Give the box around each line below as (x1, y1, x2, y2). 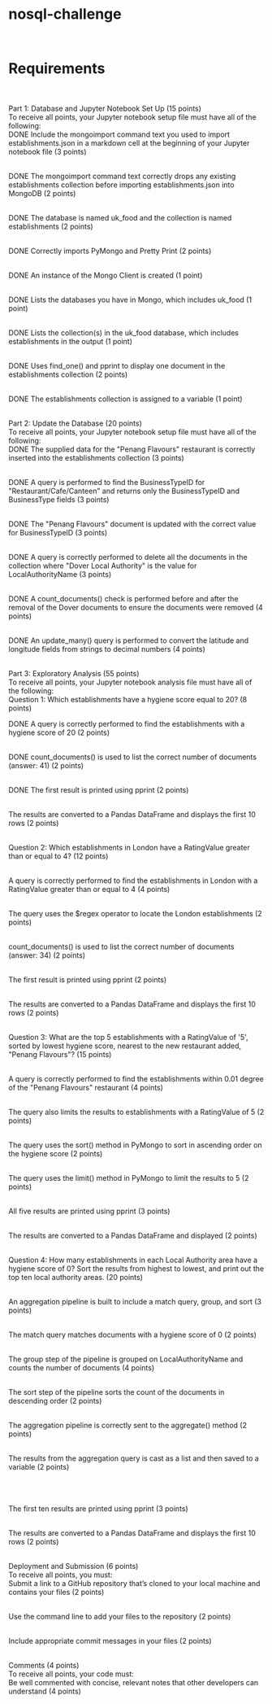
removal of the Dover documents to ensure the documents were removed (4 (8, 603, 264, 613)
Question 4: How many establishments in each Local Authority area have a (8, 1255, 258, 1265)
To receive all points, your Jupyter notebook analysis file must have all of (8, 677, 253, 688)
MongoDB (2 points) (8, 189, 76, 199)
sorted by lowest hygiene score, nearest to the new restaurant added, (8, 1041, 242, 1051)
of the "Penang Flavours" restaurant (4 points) (8, 1083, 164, 1093)
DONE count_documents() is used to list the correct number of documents (8, 752, 257, 762)
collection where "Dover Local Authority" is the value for (8, 561, 197, 570)
